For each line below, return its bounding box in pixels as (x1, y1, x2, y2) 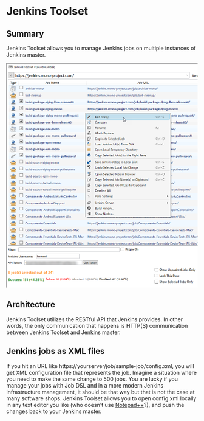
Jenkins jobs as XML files (6, 346, 105, 357)
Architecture (6, 299, 56, 310)
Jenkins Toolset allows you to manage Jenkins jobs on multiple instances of (6, 44, 196, 52)
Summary (6, 29, 44, 39)
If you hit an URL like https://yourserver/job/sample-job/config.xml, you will (6, 362, 194, 369)
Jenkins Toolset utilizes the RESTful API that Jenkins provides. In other (6, 315, 183, 323)
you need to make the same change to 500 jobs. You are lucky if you (6, 375, 178, 383)
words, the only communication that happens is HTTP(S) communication (6, 322, 188, 329)
